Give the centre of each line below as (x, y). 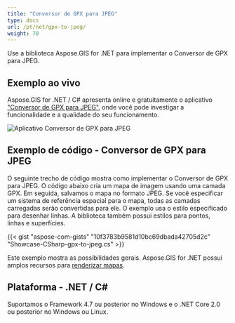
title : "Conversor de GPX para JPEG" (62, 14)
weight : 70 (23, 33)
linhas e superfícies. (36, 223)
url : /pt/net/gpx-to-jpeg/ (47, 27)
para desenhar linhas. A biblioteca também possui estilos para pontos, (109, 216)
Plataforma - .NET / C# (58, 288)
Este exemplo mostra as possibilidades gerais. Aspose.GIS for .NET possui (115, 258)
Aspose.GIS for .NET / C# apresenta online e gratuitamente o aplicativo (110, 100)
